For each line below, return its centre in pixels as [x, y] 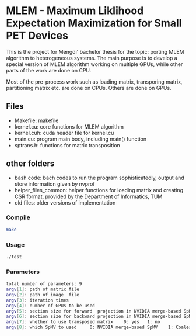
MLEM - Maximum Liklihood [75, 11]
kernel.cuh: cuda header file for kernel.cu [64, 133]
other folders [30, 164]
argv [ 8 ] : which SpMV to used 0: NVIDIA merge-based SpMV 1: [90, 328]
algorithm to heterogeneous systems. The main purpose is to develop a [92, 58]
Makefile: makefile [36, 120]
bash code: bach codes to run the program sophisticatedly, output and [99, 178]
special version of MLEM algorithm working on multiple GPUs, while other [94, 64]
